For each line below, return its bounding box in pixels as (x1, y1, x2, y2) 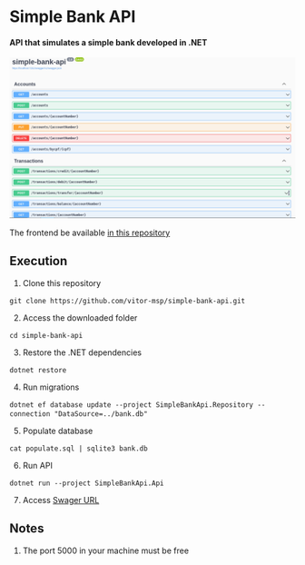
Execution (9, 253, 68, 269)
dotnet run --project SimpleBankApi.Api (9, 479, 165, 488)
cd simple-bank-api (9, 331, 84, 340)
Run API (22, 460, 53, 471)
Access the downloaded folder (22, 312, 138, 323)
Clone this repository (22, 277, 102, 288)
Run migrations (22, 382, 80, 392)
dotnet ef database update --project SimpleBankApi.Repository (9, 400, 254, 410)
